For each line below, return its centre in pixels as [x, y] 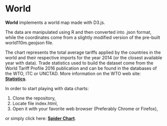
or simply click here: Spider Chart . [41, 118]
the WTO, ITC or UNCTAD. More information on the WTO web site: [73, 73]
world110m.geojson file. [29, 42]
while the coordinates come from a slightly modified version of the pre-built [83, 37]
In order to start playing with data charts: [47, 88]
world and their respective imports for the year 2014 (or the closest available [84, 57]
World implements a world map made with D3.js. [55, 22]
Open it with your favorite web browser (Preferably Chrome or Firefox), [85, 109]
